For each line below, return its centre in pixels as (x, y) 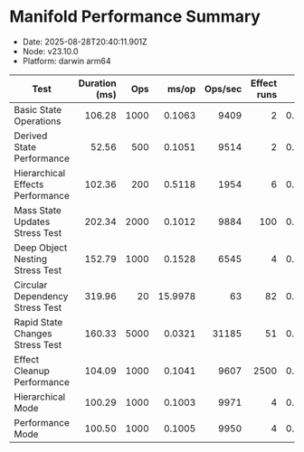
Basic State (38, 109)
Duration (98, 83)
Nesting (31, 259)
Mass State (38, 210)
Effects (29, 184)
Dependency (41, 296)
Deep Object (41, 248)
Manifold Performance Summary (135, 17)
